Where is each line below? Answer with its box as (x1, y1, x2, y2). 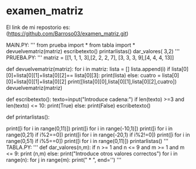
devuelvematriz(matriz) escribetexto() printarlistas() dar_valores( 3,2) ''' (6, 47, 180, 54)
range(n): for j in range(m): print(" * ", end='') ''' (6, 156, 122, 163)
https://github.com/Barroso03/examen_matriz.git (8, 30, 127, 37)
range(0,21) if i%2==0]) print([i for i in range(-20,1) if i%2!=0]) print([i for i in (6, 131, 190, 138)
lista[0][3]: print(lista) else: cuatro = (74, 71, 161, 79)
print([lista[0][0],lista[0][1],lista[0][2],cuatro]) (67, 78, 177, 85)
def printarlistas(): (6, 113, 50, 121)
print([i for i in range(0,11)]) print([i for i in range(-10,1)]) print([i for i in (6, 125, 173, 132)
